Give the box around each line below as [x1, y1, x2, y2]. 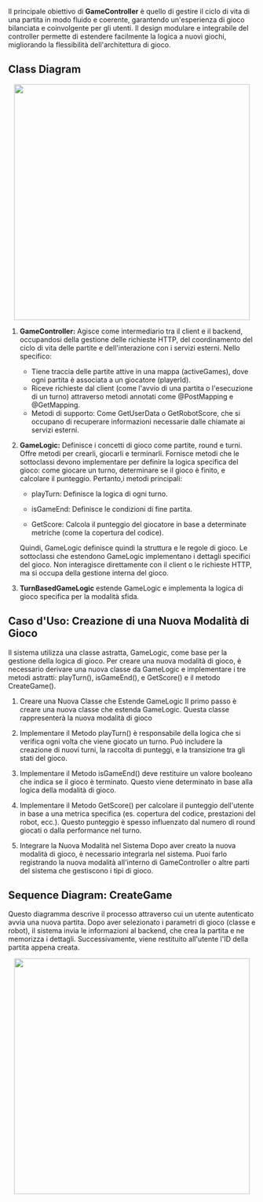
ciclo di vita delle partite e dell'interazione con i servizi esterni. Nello [19, 343, 241, 352]
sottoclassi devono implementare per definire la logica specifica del [19, 457, 239, 466]
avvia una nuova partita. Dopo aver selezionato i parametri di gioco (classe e [8, 917, 256, 927]
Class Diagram [8, 63, 81, 76]
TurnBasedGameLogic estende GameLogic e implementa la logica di [19, 583, 243, 593]
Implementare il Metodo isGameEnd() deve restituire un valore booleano [19, 768, 253, 777]
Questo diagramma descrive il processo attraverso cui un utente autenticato [8, 910, 254, 919]
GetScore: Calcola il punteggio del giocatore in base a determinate [31, 519, 247, 529]
